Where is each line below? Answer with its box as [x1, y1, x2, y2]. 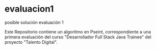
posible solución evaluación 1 [4, 19, 64, 25]
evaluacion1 [4, 3, 54, 15]
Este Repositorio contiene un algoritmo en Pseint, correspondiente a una [4, 29, 151, 34]
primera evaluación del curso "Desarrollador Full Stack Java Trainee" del [4, 34, 152, 40]
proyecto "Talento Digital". [4, 39, 58, 45]
